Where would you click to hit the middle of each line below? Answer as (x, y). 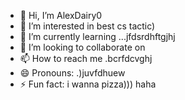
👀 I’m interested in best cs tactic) (87, 26)
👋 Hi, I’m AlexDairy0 (61, 15)
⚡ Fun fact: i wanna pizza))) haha (88, 84)
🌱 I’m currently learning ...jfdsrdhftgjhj (97, 36)
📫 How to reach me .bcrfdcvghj (86, 58)
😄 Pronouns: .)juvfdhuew (72, 73)
